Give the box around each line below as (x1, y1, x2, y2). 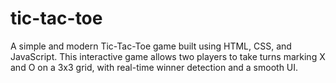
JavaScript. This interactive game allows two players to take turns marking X (10, 50, 326, 62)
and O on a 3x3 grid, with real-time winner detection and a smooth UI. (10, 61, 299, 73)
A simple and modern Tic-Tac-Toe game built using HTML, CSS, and (10, 40, 292, 52)
